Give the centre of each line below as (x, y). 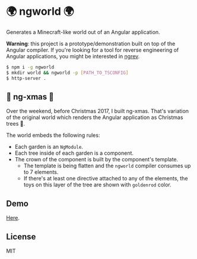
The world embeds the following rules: (53, 135)
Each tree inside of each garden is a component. (74, 153)
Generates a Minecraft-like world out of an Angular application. (83, 32)
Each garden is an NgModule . (49, 147)
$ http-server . (26, 78)
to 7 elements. (41, 172)
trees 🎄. (16, 124)
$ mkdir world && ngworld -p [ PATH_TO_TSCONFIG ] (67, 73)
